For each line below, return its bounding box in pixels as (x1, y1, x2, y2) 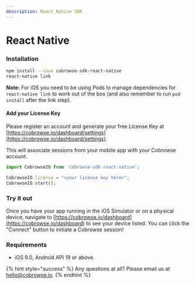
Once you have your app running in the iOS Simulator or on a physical (6, 207, 175, 214)
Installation (6, 54, 39, 63)
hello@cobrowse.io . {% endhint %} (6, 272, 91, 279)
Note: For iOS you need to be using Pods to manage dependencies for (6, 84, 176, 91)
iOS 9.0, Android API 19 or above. (14, 254, 95, 261)
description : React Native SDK (6, 8, 83, 15)
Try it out (6, 194, 33, 202)
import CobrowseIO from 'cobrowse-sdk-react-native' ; (6, 165, 141, 170)
